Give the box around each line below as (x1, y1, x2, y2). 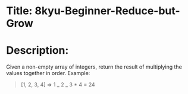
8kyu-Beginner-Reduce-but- (35, 4, 180, 18)
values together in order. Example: (6, 70, 90, 77)
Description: (6, 44, 69, 57)
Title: (6, 4, 33, 18)
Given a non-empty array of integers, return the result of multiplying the (6, 63, 183, 70)
